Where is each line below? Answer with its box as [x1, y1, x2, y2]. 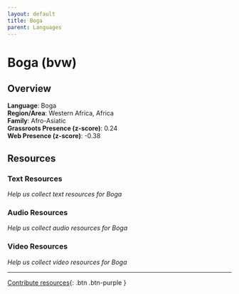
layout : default [7, 10, 55, 18]
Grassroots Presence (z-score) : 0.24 [7, 124, 118, 132]
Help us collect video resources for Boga [7, 258, 127, 266]
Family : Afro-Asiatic [7, 117, 66, 125]
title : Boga [7, 17, 43, 24]
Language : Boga [7, 101, 57, 110]
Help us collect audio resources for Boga [7, 224, 128, 232]
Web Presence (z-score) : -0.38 [7, 132, 101, 140]
